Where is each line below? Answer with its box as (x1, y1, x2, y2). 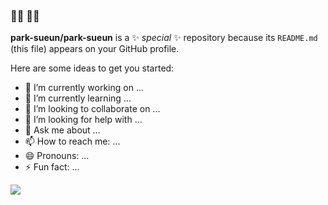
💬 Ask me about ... (24, 124, 101, 136)
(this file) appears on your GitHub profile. (10, 43, 180, 55)
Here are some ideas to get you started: (10, 62, 175, 74)
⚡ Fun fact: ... (24, 161, 80, 173)
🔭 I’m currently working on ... (24, 82, 144, 94)
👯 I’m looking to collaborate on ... (24, 103, 161, 115)
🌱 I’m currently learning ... (24, 92, 132, 104)
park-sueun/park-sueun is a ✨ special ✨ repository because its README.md (10, 32, 318, 44)
